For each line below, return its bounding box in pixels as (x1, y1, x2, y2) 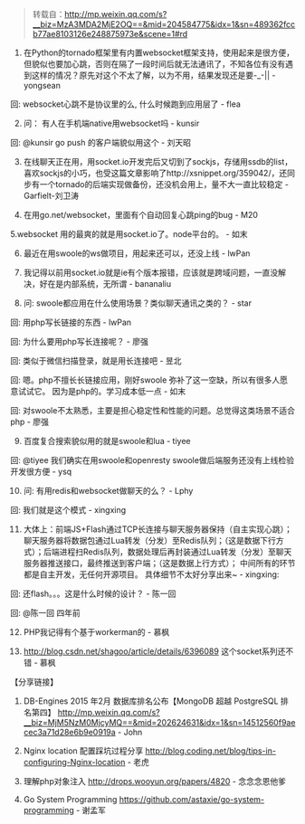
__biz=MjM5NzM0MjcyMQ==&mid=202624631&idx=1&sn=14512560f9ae (23, 717, 296, 727)
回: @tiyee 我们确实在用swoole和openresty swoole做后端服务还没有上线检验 (10, 455, 295, 465)
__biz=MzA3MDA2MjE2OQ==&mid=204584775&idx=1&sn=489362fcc (32, 19, 296, 30)
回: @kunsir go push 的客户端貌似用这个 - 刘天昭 (10, 137, 191, 147)
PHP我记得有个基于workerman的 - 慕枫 (23, 627, 170, 637)
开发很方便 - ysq (10, 466, 72, 477)
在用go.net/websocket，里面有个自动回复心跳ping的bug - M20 (23, 210, 259, 220)
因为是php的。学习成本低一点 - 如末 (52, 386, 186, 396)
